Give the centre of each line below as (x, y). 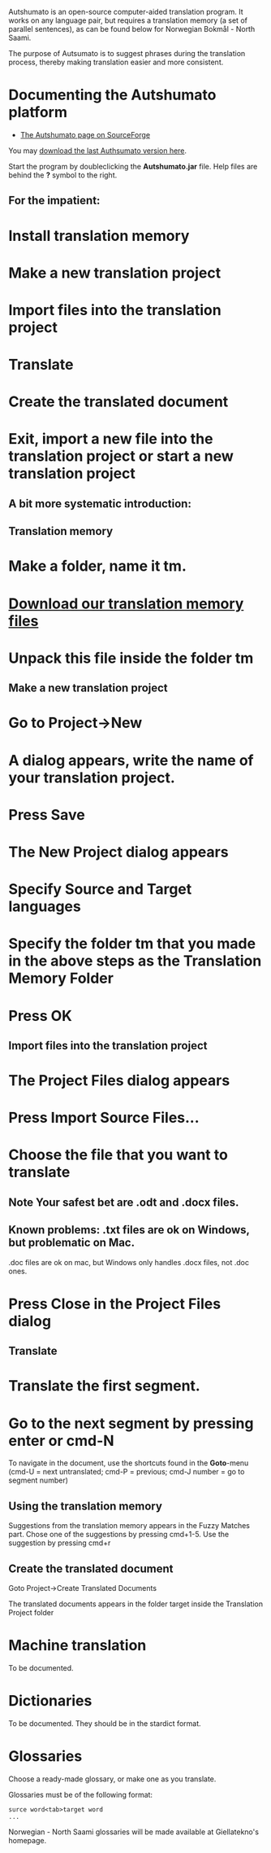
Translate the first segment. (104, 1386)
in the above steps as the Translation (135, 961)
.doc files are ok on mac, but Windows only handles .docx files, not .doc (129, 1262)
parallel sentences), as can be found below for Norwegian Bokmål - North (132, 29)
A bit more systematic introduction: (100, 504)
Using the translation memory (85, 1506)
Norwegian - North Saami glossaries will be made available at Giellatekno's (134, 1832)
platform (38, 112)
